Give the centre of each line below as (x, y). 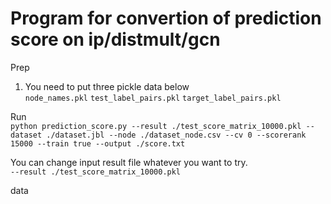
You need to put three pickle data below (107, 86)
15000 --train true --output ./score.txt (98, 143)
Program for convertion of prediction (166, 18)
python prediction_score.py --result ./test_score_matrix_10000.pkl (156, 126)
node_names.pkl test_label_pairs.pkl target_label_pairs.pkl (153, 98)
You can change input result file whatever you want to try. (129, 162)
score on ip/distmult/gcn (115, 39)
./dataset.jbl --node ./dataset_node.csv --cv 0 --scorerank (176, 135)
